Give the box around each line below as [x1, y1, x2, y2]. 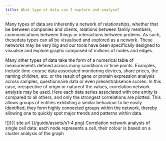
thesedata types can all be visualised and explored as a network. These [5, 37, 153, 43]
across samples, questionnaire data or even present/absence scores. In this [5, 78, 161, 84]
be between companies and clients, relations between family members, [5, 26, 152, 32]
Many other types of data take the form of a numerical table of [5, 57, 134, 63]
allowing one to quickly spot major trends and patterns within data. [5, 110, 142, 116]
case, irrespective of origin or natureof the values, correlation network [5, 83, 150, 90]
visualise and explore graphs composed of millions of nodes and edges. [5, 47, 153, 53]
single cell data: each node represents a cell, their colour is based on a [5, 125, 151, 131]
